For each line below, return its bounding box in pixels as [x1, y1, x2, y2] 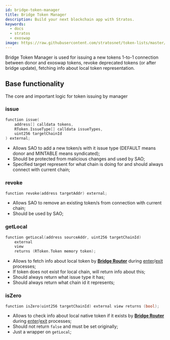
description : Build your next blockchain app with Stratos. [5, 17, 135, 22]
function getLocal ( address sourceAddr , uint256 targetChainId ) [5, 235, 142, 240]
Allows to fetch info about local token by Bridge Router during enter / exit [12, 258, 163, 264]
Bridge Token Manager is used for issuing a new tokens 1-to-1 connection [5, 54, 159, 60]
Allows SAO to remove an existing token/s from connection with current [12, 200, 162, 206]
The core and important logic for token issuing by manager [5, 93, 128, 99]
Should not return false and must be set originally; [12, 323, 118, 329]
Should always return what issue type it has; [12, 274, 105, 280]
